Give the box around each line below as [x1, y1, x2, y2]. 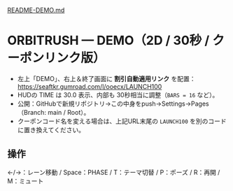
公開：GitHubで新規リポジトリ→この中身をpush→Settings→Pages [17, 99, 209, 108]
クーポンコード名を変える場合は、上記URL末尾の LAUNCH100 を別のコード [17, 117, 227, 125]
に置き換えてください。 [17, 125, 85, 134]
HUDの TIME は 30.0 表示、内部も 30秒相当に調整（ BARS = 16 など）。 [17, 90, 219, 99]
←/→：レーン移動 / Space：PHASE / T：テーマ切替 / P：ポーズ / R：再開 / [7, 168, 220, 176]
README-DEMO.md [7, 6, 65, 14]
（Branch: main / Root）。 [17, 108, 90, 116]
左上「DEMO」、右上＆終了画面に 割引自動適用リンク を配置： [17, 74, 196, 83]
